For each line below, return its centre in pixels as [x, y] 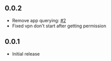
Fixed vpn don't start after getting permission [59, 26]
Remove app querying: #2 [39, 20]
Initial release [26, 54]
